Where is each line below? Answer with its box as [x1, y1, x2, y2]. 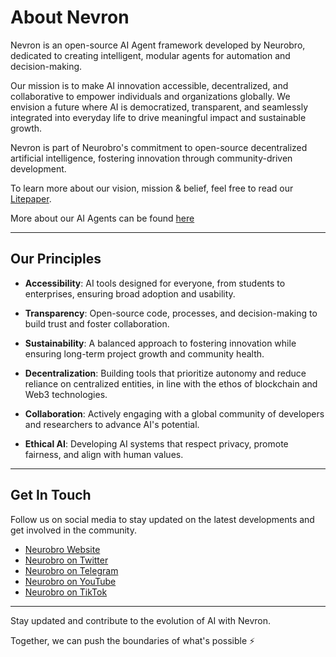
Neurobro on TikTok [24, 586, 108, 598]
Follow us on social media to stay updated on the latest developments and [10, 513, 315, 525]
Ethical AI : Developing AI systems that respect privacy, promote [24, 437, 289, 450]
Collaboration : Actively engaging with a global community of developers [24, 407, 325, 420]
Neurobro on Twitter [24, 554, 109, 566]
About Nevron [10, 6, 130, 29]
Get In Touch [10, 487, 92, 504]
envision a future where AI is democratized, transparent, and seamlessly [10, 101, 309, 113]
